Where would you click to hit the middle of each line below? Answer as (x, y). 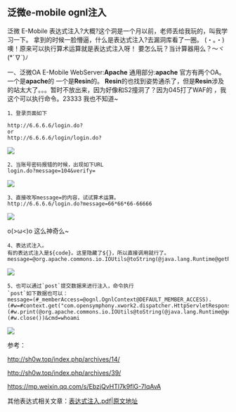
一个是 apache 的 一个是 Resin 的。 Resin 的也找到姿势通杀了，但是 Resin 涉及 (116, 81)
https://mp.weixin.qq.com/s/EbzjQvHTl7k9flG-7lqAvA (84, 386)
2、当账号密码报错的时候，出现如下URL (55, 165)
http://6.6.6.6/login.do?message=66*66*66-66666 (80, 204)
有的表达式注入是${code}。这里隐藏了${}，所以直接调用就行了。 (88, 253)
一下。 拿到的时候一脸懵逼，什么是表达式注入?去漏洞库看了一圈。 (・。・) (119, 39)
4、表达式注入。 (27, 245)
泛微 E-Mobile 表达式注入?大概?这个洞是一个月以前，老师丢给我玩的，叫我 (114, 31)
